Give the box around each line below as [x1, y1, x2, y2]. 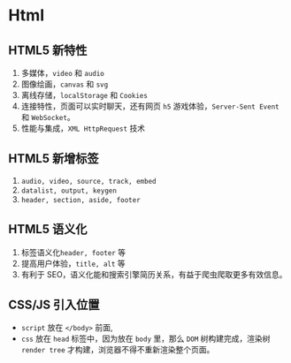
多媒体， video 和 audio [20, 68, 105, 78]
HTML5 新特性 [8, 42, 88, 57]
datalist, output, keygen [20, 186, 117, 195]
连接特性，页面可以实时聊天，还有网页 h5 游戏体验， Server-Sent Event [20, 101, 280, 111]
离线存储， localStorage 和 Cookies [20, 90, 148, 100]
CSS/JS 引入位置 [8, 298, 100, 313]
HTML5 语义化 [8, 222, 88, 237]
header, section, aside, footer [20, 195, 141, 204]
